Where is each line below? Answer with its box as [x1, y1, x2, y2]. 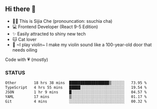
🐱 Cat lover [12, 36, 37, 42]
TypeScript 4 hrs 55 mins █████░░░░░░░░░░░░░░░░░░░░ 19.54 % [5, 85, 147, 90]
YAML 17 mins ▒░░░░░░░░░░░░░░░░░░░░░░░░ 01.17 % [5, 94, 147, 99]
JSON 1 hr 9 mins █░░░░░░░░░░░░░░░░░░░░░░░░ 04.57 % [5, 90, 147, 95]
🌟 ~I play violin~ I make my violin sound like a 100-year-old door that [12, 42, 152, 48]
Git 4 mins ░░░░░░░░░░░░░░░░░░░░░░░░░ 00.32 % [5, 99, 147, 104]
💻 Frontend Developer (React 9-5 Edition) [12, 23, 98, 30]
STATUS [5, 69, 26, 76]
